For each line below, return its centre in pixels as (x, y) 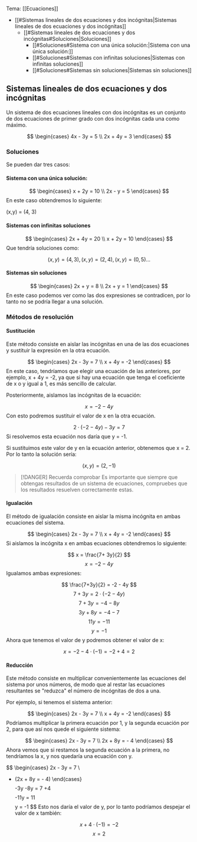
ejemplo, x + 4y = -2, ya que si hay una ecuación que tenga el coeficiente (96, 377)
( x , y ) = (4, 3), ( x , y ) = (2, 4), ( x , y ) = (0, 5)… (99, 259)
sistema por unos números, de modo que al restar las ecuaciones (86, 685)
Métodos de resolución (40, 317)
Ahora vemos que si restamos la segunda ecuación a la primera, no (88, 750)
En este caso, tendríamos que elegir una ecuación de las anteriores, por (93, 371)
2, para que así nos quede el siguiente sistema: (63, 729)
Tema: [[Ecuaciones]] (32, 9)
